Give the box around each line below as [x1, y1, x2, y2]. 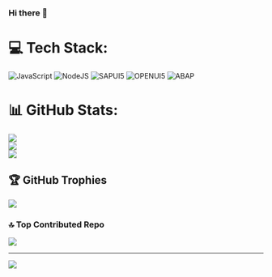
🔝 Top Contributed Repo [8, 219, 105, 230]
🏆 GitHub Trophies [8, 173, 108, 187]
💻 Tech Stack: [8, 39, 108, 58]
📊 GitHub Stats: [8, 101, 119, 120]
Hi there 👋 [8, 7, 49, 19]
